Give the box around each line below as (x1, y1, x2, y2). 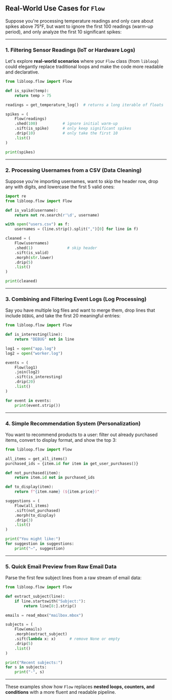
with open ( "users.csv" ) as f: (5, 222, 70, 227)
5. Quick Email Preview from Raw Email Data (5, 563, 117, 570)
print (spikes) (5, 149, 36, 155)
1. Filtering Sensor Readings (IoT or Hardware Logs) (5, 46, 136, 53)
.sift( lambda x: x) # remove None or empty (14, 636, 120, 642)
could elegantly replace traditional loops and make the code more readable (5, 64, 164, 70)
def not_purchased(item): (5, 470, 60, 475)
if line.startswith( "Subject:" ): (14, 599, 86, 604)
